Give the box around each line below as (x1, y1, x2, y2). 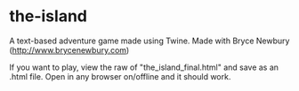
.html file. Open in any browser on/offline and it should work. (9, 71, 231, 81)
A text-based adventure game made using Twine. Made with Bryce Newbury (9, 35, 290, 46)
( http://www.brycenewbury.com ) (9, 44, 130, 55)
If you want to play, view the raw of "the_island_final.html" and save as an (9, 62, 279, 72)
